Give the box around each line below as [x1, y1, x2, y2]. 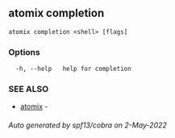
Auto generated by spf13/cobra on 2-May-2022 [8, 120, 168, 130]
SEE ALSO [8, 84, 49, 95]
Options [8, 46, 40, 57]
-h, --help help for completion [15, 65, 131, 73]
